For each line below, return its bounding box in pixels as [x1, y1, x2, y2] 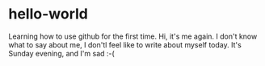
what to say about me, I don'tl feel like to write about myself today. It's [8, 39, 242, 49]
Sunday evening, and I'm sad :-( [8, 48, 115, 58]
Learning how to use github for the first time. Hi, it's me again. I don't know [8, 31, 258, 41]
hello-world [8, 5, 89, 23]
